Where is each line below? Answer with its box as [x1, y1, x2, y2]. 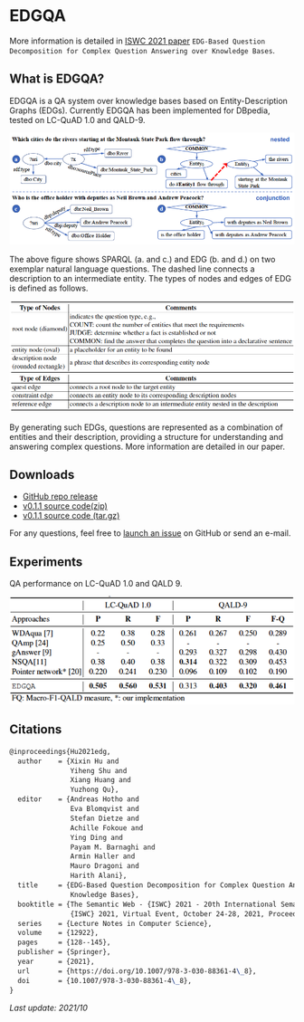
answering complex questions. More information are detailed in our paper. [9, 441, 286, 452]
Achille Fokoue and [70, 823, 144, 833]
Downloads [9, 467, 75, 482]
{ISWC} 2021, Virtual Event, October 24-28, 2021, [70, 909, 265, 919]
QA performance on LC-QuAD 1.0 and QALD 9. [9, 578, 183, 589]
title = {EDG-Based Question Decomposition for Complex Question [17, 881, 285, 890]
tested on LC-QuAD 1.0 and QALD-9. [9, 114, 147, 125]
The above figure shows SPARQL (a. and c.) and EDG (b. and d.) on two [9, 254, 276, 265]
